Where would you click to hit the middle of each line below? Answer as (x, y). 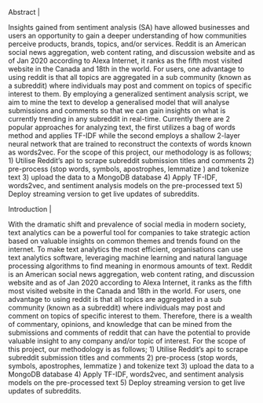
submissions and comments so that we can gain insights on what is (117, 111)
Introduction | (30, 209)
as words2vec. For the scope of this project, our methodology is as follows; (130, 152)
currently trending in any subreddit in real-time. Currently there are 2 (119, 119)
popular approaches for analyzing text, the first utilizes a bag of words (122, 127)
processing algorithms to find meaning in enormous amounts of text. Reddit (130, 266)
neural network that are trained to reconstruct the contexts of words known (130, 144)
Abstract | (24, 12)
